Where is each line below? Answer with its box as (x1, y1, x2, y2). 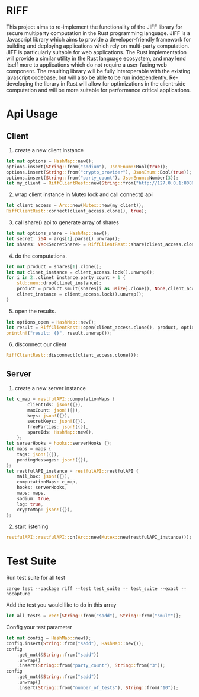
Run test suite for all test (6, 574, 66, 582)
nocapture (6, 591, 31, 597)
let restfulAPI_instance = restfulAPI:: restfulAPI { (6, 468, 139, 474)
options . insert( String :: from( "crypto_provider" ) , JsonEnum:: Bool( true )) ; (6, 169, 192, 175)
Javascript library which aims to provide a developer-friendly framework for (6, 36, 191, 43)
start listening (14, 523, 49, 530)
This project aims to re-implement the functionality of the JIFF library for (6, 23, 182, 30)
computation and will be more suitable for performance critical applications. (6, 86, 191, 93)
